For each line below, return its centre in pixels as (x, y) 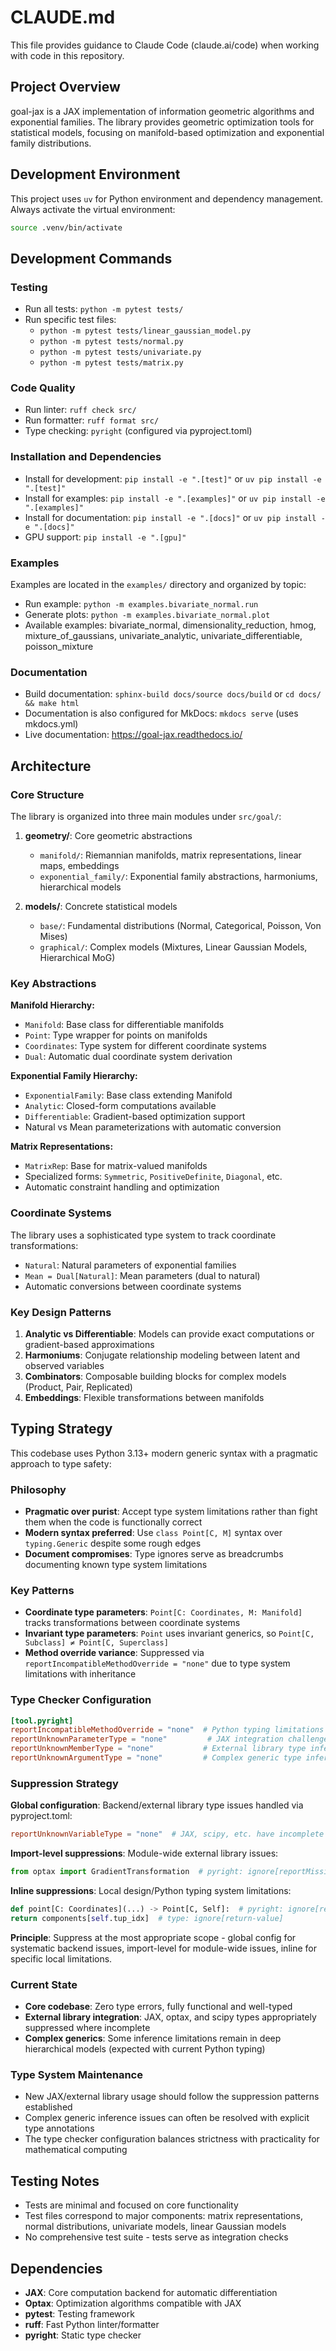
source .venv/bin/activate (66, 227)
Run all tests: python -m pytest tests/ (104, 309)
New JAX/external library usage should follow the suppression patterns (172, 2097)
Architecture (51, 766)
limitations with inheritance (80, 1674)
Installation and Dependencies (86, 457)
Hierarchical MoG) (77, 957)
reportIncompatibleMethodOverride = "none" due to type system (157, 1663)
